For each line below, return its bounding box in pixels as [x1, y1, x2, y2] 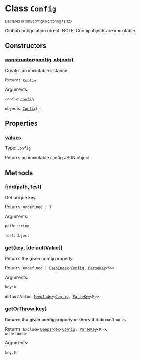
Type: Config [5, 145, 31, 151]
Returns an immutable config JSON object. [5, 155, 91, 160]
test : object [5, 232, 30, 238]
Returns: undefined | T [5, 204, 52, 210]
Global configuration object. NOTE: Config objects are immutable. [5, 27, 137, 33]
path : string [5, 223, 30, 228]
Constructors [5, 42, 47, 50]
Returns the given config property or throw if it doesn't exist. [5, 317, 126, 322]
